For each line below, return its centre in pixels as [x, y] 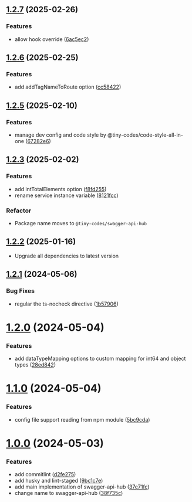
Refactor [19, 211]
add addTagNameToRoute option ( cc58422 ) [68, 87]
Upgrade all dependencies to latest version [67, 256]
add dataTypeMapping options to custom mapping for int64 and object [100, 359]
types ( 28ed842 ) [35, 365]
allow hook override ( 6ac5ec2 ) [52, 39]
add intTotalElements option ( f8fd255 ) [60, 189]
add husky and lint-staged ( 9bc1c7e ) [59, 481]
